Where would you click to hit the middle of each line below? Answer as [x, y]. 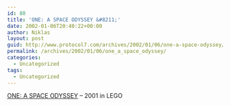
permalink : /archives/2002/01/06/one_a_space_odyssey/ [87, 52]
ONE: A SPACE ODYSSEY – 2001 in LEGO [65, 96]
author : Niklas [29, 32]
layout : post [26, 39]
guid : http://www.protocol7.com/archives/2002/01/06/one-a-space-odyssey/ [116, 45]
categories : [24, 58]
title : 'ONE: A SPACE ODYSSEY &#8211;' [64, 20]
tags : [15, 70]
